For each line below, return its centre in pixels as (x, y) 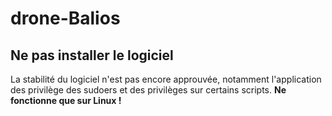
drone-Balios (65, 18)
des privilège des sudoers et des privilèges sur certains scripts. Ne (148, 90)
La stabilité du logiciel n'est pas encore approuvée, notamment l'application (166, 79)
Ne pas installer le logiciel (92, 55)
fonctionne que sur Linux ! (66, 100)
